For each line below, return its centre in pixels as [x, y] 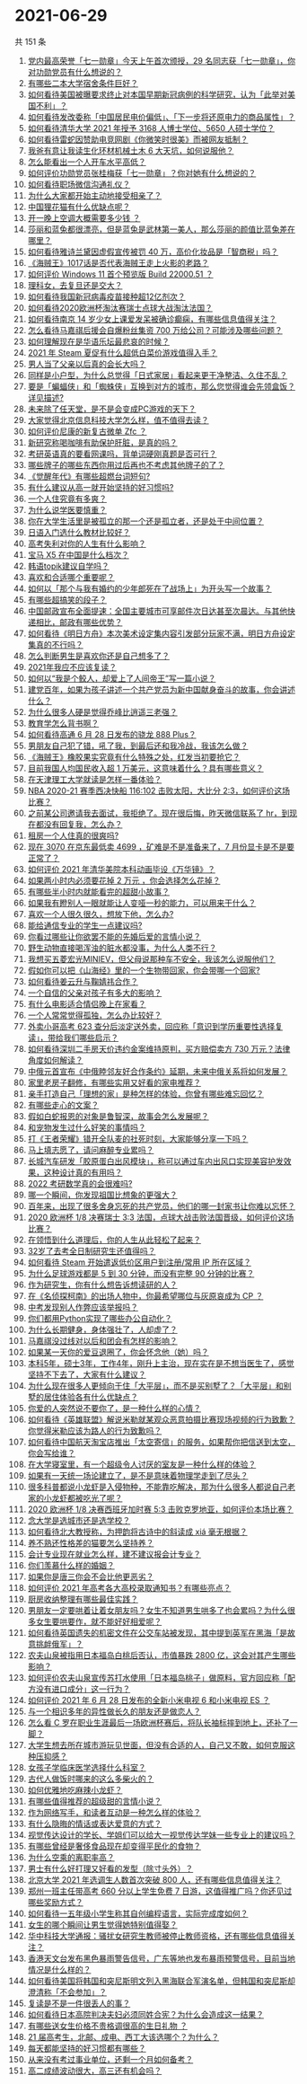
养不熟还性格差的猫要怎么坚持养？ [91, 1542]
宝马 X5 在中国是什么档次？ [78, 554]
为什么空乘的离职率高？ [71, 1857]
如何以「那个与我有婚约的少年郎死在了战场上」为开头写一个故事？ [149, 588]
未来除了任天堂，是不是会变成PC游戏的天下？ [112, 409]
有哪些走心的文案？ [63, 1105]
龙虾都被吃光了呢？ [87, 1497]
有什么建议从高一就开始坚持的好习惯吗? [101, 487]
